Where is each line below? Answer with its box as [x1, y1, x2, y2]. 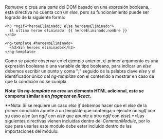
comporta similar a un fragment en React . [5, 93, 91, 99]
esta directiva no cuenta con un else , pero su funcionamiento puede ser [5, 9, 149, 15]
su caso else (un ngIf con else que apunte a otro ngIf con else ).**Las [5, 113, 145, 119]
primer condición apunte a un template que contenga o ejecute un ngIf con [5, 108, 156, 113]
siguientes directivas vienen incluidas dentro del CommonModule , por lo [5, 118, 150, 123]
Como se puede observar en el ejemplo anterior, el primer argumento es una [5, 58, 159, 64]
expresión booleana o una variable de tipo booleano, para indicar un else [5, 63, 151, 69]
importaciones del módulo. [5, 128, 59, 134]
